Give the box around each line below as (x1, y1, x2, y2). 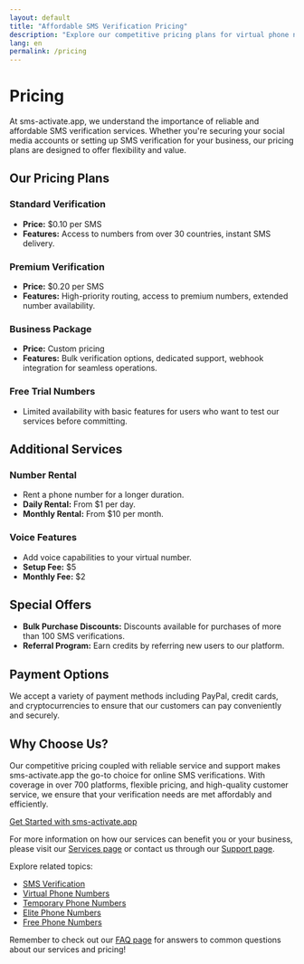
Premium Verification (9, 260, 106, 272)
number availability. (22, 301, 96, 311)
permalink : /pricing (9, 47, 88, 56)
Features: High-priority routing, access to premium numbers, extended (22, 291, 289, 301)
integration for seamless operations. (22, 363, 158, 374)
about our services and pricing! (9, 944, 127, 955)
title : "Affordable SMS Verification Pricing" (9, 22, 188, 31)
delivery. (22, 237, 55, 249)
